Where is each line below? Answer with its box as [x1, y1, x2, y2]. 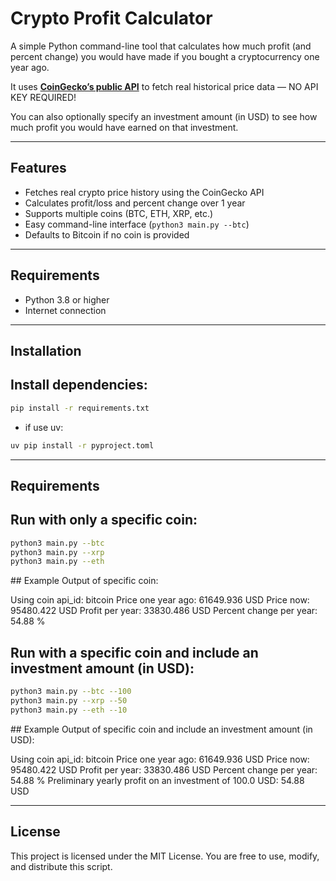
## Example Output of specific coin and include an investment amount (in [10, 723, 313, 735]
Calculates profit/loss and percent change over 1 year [24, 197, 246, 209]
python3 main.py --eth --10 [10, 705, 128, 715]
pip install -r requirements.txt [10, 403, 150, 413]
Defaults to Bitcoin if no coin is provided [24, 228, 190, 241]
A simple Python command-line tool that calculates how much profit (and [10, 40, 312, 52]
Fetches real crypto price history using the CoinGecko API [24, 186, 265, 198]
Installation [10, 342, 82, 359]
